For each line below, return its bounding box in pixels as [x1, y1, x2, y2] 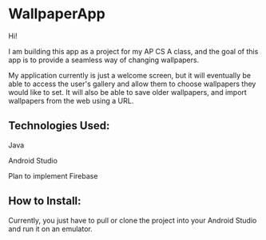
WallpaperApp [8, 5, 105, 23]
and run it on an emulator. [8, 224, 93, 234]
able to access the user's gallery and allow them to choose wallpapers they [8, 79, 256, 89]
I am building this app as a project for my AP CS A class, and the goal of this [8, 46, 259, 56]
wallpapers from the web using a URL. [8, 96, 134, 105]
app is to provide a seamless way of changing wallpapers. [8, 55, 200, 65]
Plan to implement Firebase [8, 171, 98, 180]
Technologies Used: [8, 119, 110, 132]
